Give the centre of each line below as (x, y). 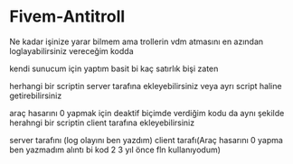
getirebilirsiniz (36, 96)
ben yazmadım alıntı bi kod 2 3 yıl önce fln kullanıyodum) (115, 150)
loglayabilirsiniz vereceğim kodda (71, 50)
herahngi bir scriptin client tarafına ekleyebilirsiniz (102, 123)
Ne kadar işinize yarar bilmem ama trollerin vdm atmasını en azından (137, 41)
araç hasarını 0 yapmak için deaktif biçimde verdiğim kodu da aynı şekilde (147, 113)
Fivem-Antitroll (67, 17)
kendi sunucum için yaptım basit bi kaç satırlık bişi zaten (114, 68)
